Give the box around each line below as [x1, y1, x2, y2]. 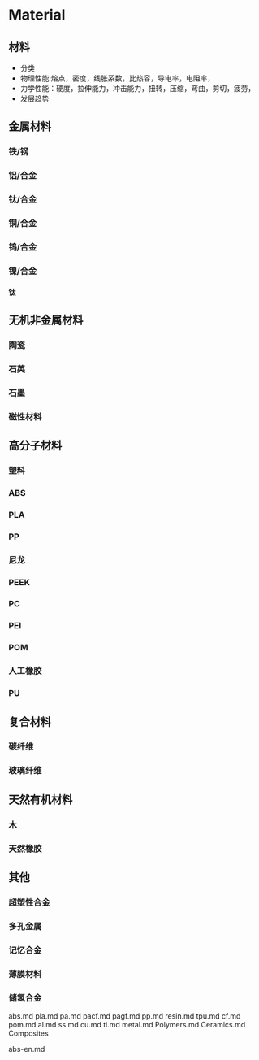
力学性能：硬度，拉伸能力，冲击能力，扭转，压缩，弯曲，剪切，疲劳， [19, 84, 256, 93]
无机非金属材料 [8, 313, 84, 327]
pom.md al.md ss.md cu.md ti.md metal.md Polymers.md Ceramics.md [8, 1019, 246, 1029]
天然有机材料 [8, 793, 73, 806]
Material [8, 6, 66, 24]
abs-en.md [8, 1044, 45, 1053]
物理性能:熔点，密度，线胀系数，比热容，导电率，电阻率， [19, 73, 215, 83]
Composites [8, 1028, 49, 1038]
